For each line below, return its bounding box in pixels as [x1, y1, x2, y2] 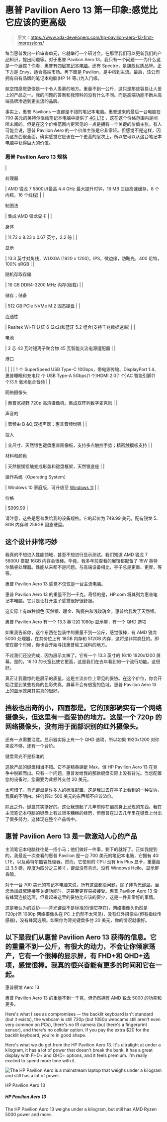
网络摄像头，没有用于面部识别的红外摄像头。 [5, 722, 143, 731]
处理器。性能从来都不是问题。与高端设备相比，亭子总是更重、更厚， [18, 564, 158, 570]
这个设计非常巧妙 [5, 538, 58, 546]
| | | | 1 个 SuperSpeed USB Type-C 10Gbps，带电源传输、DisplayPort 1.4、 [5, 367, 159, 373]
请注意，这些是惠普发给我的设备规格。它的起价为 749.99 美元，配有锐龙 [5, 515, 153, 521]
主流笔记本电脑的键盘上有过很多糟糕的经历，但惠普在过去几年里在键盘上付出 [5, 810, 162, 816]
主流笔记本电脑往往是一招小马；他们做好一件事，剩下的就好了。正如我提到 [5, 846, 158, 852]
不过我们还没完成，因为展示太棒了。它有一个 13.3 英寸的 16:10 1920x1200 [5, 653, 156, 658]
